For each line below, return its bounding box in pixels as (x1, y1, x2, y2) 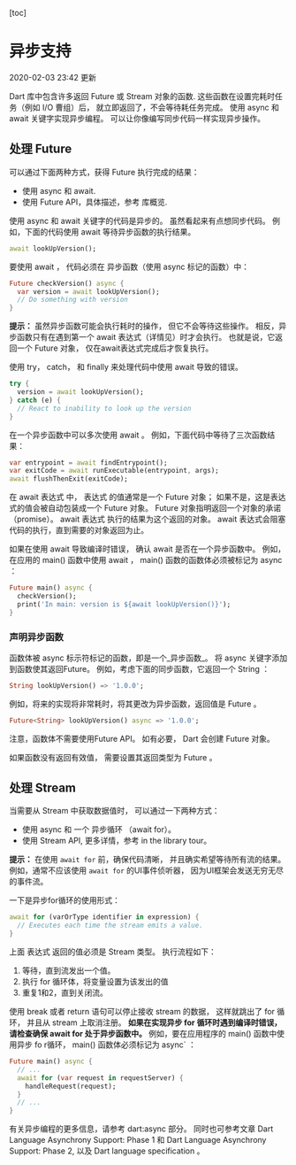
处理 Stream (9, 781, 77, 796)
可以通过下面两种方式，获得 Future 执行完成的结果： (9, 166, 201, 177)
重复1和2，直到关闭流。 (21, 987, 109, 999)
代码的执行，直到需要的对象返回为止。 (9, 525, 148, 536)
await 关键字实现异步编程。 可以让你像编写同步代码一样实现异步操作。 (9, 112, 266, 123)
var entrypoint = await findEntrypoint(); (9, 458, 168, 467)
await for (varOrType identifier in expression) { (9, 913, 200, 922)
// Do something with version (17, 296, 128, 305)
